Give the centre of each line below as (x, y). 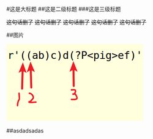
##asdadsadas (25, 131)
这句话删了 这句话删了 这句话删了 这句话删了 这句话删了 (76, 22)
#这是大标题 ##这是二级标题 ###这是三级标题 (64, 9)
